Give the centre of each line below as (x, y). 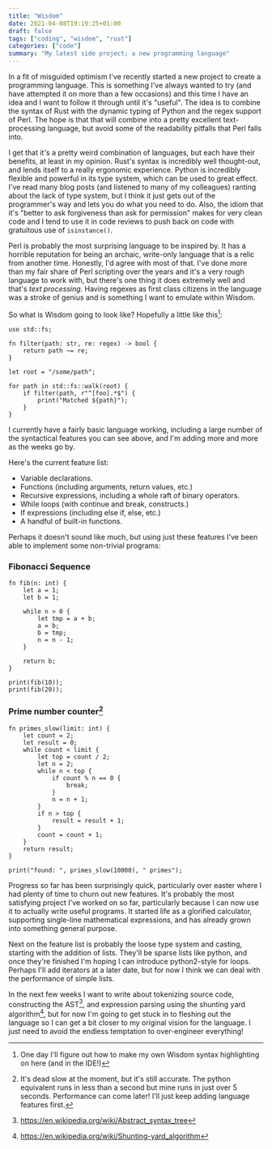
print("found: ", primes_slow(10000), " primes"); (96, 870)
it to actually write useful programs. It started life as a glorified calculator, (130, 911)
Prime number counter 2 (56, 711)
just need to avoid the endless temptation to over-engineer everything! (126, 1032)
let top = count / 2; (74, 757)
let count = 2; (49, 735)
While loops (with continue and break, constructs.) (104, 504)
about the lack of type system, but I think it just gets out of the (112, 196)
